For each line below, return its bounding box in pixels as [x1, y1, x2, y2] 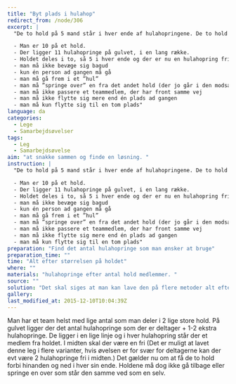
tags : [7, 134, 23, 141]
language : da [7, 108, 46, 115]
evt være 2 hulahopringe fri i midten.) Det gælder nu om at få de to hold [7, 354, 215, 362]
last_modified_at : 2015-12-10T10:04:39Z [7, 297, 128, 305]
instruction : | [7, 160, 52, 167]
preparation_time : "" [7, 251, 71, 259]
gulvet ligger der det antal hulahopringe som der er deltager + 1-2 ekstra [7, 324, 217, 333]
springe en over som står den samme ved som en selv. [7, 369, 166, 377]
